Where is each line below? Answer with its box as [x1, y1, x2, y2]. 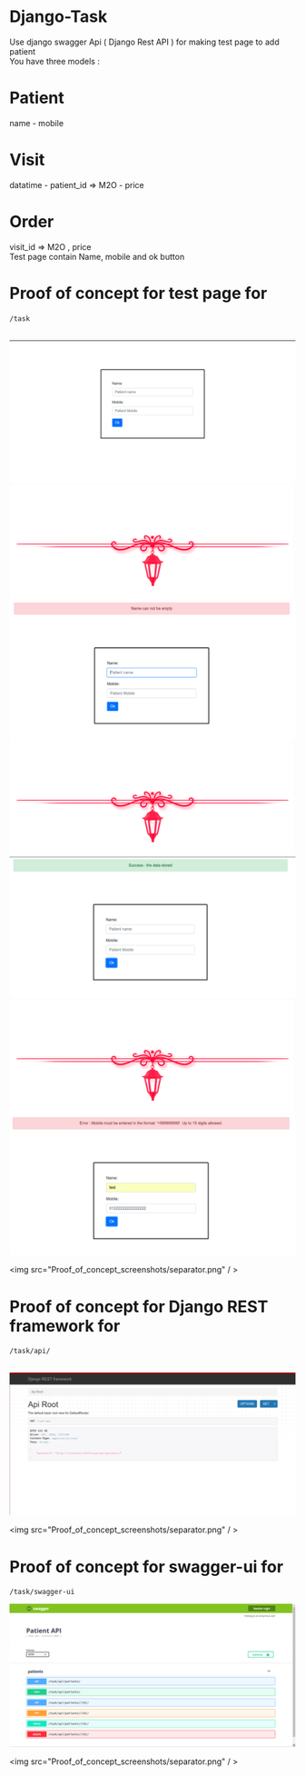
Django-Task [9, 6, 108, 27]
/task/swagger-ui [9, 1588, 75, 1597]
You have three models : [9, 55, 100, 66]
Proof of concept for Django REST [9, 1296, 269, 1317]
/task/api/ [9, 1347, 51, 1356]
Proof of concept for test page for [9, 283, 268, 304]
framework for [9, 1315, 121, 1336]
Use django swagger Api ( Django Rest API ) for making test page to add [9, 36, 280, 47]
